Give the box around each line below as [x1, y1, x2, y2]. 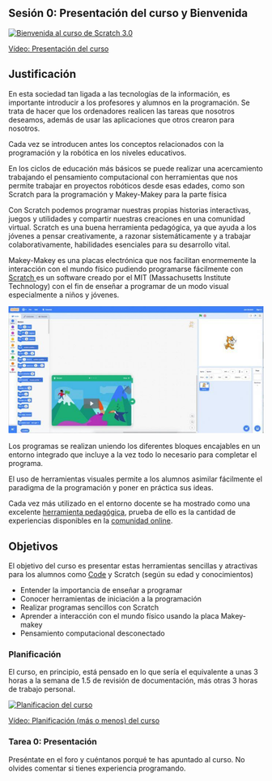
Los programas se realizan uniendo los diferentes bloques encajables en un [8, 442, 261, 451]
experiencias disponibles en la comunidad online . [8, 516, 173, 526]
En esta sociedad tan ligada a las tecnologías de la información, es [8, 88, 231, 98]
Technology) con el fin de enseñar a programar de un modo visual [8, 281, 229, 291]
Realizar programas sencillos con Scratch [19, 602, 159, 612]
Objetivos [8, 539, 58, 553]
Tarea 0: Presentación [8, 736, 97, 748]
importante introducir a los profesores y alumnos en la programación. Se [8, 97, 250, 107]
